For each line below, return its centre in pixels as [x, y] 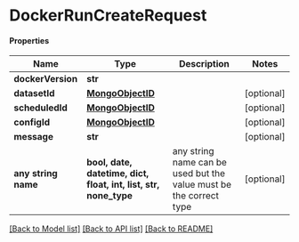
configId [32, 123]
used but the [198, 173]
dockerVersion [46, 79]
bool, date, [109, 163]
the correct [196, 196]
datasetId [34, 93]
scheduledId [41, 108]
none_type [110, 196]
